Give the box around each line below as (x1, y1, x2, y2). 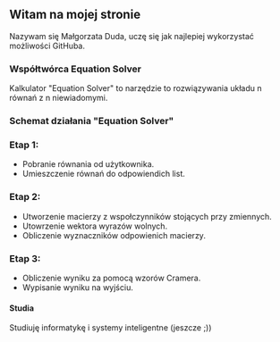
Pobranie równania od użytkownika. (21, 159, 155, 170)
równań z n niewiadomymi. (9, 93, 108, 104)
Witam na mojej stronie (9, 7, 141, 22)
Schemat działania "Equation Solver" (9, 115, 174, 128)
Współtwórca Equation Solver (9, 63, 141, 75)
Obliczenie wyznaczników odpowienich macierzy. (21, 229, 206, 240)
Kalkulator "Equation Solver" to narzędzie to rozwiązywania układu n (9, 83, 262, 94)
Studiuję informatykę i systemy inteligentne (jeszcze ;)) (9, 322, 212, 333)
